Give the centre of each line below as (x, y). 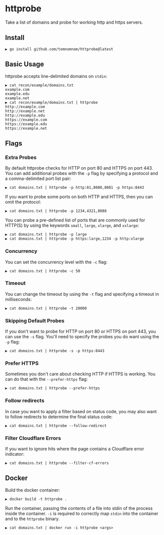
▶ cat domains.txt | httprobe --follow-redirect (56, 426)
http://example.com (25, 107)
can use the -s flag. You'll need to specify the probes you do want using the (82, 337)
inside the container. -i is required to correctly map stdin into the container (82, 513)
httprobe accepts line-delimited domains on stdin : (56, 76)
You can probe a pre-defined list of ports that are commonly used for (75, 220)
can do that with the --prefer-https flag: (47, 379)
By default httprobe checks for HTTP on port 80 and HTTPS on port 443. (79, 168)
